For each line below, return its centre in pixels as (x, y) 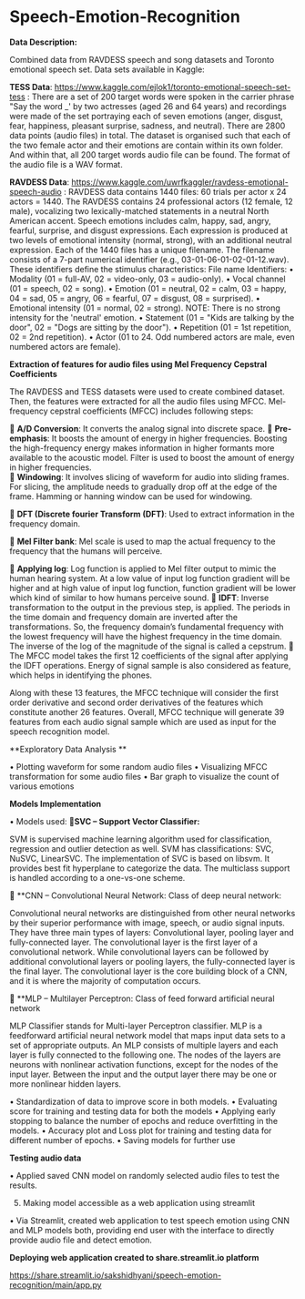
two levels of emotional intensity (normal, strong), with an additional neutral (151, 240)
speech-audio (36, 191)
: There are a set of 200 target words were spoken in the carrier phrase (161, 97)
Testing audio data (46, 1158)
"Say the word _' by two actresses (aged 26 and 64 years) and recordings (148, 106)
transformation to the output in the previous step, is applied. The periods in (150, 607)
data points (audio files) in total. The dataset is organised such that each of (150, 135)
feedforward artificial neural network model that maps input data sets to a (147, 1035)
